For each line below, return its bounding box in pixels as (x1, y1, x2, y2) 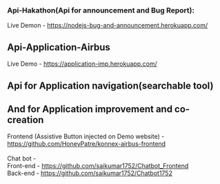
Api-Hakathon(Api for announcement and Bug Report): (7, 6, 195, 15)
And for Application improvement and (7, 103, 173, 115)
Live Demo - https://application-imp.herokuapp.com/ (7, 59, 157, 68)
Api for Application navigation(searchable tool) (7, 80, 214, 91)
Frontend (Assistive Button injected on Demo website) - (7, 132, 165, 140)
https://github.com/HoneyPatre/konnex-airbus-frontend (7, 140, 166, 148)
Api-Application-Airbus (7, 41, 110, 53)
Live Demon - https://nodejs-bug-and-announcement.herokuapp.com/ (7, 21, 208, 30)
